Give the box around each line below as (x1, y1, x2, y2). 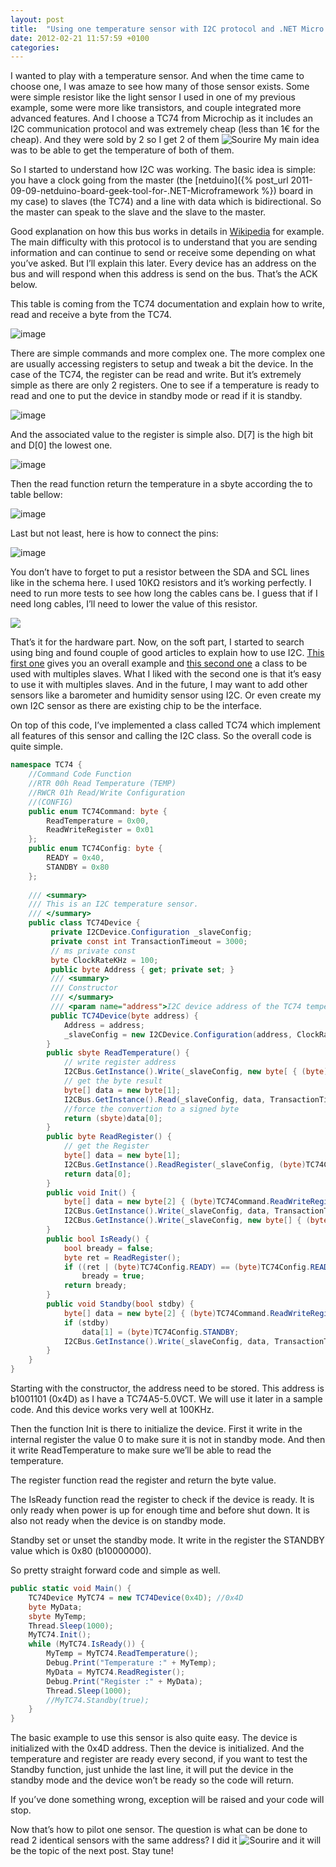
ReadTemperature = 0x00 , (46, 816, 150, 826)
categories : (10, 42, 60, 53)
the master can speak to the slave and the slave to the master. (10, 206, 267, 218)
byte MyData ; (28, 1602, 83, 1612)
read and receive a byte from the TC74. (10, 309, 172, 321)
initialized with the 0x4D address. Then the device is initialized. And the (10, 1742, 305, 1755)
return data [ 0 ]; (63, 1169, 132, 1179)
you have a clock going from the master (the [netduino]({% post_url (10, 174, 289, 186)
